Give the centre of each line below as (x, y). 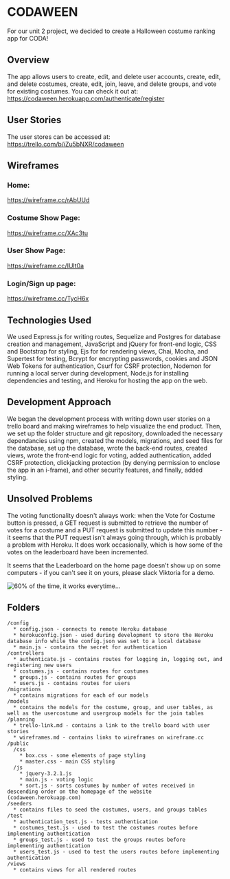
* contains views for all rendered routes (75, 870)
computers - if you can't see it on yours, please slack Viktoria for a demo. (111, 572)
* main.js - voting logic (57, 780)
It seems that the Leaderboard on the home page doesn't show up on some (114, 565)
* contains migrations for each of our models (81, 695)
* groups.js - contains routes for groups (75, 677)
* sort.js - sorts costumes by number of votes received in (107, 786)
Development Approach (59, 402)
